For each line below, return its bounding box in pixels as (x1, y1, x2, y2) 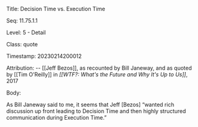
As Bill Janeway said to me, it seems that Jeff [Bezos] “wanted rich (6, 101, 175, 108)
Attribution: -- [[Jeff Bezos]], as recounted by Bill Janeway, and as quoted (6, 64, 192, 71)
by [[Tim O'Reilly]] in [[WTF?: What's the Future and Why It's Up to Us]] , (6, 71, 188, 78)
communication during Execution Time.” (6, 114, 107, 121)
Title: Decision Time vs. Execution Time (6, 5, 105, 12)
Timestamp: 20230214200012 (6, 53, 82, 60)
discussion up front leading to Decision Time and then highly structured (6, 107, 186, 115)
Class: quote (6, 41, 38, 48)
